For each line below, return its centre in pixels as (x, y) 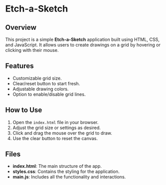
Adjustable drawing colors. (40, 89)
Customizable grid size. (37, 78)
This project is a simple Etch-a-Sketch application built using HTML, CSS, (82, 39)
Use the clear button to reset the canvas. (55, 138)
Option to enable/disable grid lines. (49, 94)
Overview (21, 27)
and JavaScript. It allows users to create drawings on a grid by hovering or (83, 45)
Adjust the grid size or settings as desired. (57, 128)
